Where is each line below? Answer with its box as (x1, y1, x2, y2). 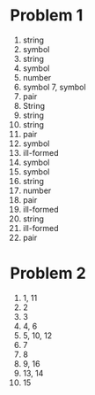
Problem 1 (10, 5, 84, 26)
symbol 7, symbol (22, 81, 86, 92)
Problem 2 (10, 263, 86, 283)
